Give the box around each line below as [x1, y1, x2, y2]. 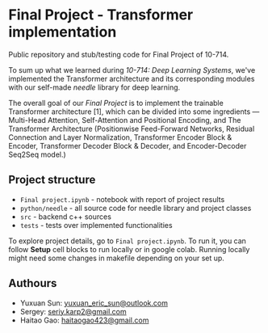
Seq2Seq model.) [8, 150, 66, 159]
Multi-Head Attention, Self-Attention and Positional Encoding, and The [8, 115, 241, 124]
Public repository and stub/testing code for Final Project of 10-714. [8, 49, 229, 59]
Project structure [8, 173, 96, 187]
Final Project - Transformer [8, 6, 194, 24]
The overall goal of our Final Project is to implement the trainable [8, 98, 224, 107]
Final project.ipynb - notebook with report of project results [19, 194, 225, 204]
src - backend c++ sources [19, 212, 111, 221]
